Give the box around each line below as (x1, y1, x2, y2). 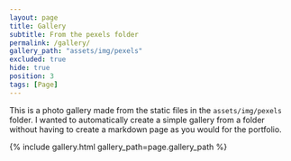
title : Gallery (9, 22, 67, 31)
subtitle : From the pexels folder (9, 30, 140, 39)
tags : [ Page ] (9, 80, 59, 89)
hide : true (9, 64, 50, 73)
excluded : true (9, 55, 67, 64)
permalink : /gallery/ (9, 38, 91, 48)
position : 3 (9, 72, 54, 81)
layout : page (9, 13, 59, 22)
